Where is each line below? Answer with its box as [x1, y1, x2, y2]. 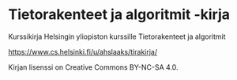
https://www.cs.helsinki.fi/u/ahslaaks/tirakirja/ [8, 47, 158, 56]
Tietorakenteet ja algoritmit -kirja [8, 6, 231, 24]
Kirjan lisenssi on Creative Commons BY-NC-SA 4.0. [8, 62, 179, 72]
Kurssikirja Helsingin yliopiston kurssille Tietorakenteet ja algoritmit [8, 32, 227, 41]
